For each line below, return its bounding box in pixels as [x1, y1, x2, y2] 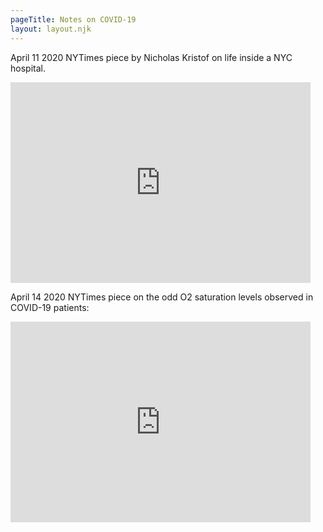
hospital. [10, 62, 46, 74]
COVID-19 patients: [10, 301, 90, 313]
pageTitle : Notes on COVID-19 [10, 14, 137, 25]
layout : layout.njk [10, 24, 92, 34]
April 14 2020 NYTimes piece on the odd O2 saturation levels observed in [10, 291, 314, 303]
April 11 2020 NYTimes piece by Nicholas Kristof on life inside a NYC [10, 51, 293, 63]
